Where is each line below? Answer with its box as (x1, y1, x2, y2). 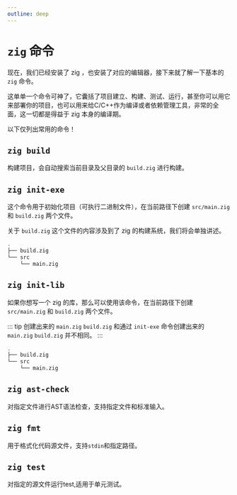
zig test (7, 462, 46, 472)
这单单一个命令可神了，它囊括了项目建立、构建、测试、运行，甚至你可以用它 (7, 91, 231, 100)
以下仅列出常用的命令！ (7, 125, 76, 133)
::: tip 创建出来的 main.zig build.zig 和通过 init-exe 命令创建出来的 (7, 322, 205, 330)
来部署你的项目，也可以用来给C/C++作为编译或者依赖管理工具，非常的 (7, 101, 214, 109)
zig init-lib (7, 280, 65, 291)
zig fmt (7, 423, 41, 433)
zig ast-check (7, 384, 69, 394)
